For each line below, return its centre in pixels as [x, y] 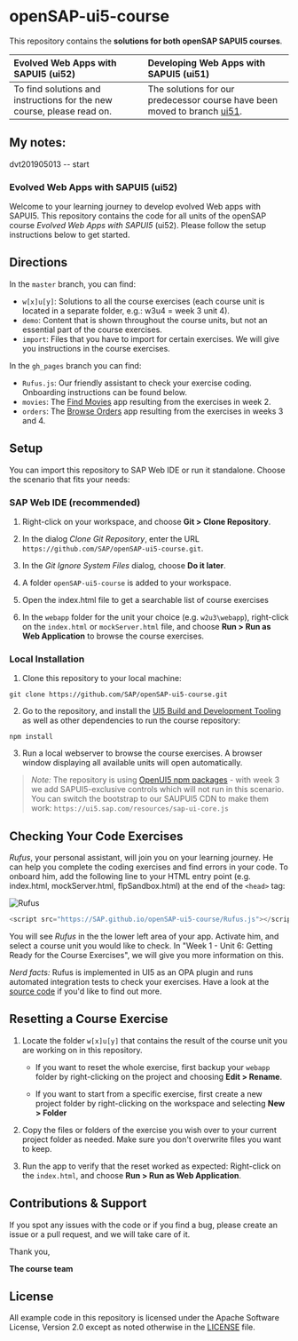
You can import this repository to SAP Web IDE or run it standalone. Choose [147, 470]
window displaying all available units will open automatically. [132, 763]
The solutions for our [191, 89]
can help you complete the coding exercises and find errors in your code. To [149, 867]
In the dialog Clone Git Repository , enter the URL [110, 538]
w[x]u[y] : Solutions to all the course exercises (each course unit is [143, 301]
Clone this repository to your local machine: [102, 678]
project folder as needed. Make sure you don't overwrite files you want [152, 1139]
